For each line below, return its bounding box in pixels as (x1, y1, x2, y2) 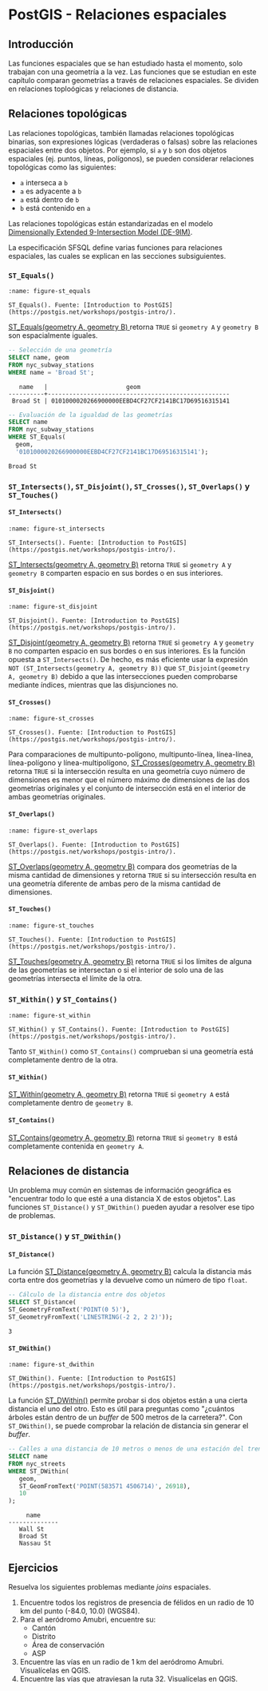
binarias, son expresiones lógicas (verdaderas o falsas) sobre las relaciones (8, 137, 258, 146)
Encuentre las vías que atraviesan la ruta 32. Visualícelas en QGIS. (19, 1673, 238, 1683)
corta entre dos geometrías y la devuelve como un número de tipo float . (8, 1276, 248, 1285)
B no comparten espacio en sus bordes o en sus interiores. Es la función (8, 646, 246, 656)
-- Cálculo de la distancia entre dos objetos (8, 1291, 166, 1299)
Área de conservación (31, 1640, 105, 1649)
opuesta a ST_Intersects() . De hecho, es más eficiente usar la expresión (8, 655, 249, 665)
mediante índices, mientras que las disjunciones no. (8, 681, 179, 690)
